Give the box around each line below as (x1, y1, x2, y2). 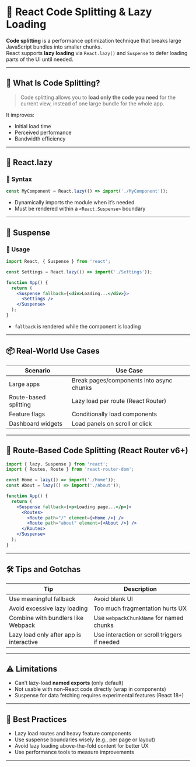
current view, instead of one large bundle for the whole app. (20, 100, 164, 107)
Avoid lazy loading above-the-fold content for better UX (14, 742, 149, 749)
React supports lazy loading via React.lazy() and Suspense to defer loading (6, 49, 188, 56)
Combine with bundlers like (9, 614, 83, 622)
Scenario (24, 366, 51, 374)
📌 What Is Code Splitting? (6, 78, 100, 88)
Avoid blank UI (93, 594, 133, 602)
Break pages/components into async (72, 376, 173, 384)
